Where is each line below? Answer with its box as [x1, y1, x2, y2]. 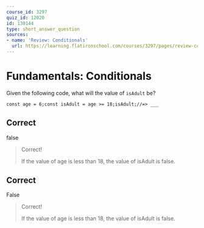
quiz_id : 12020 [6, 15, 45, 21]
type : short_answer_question [6, 26, 80, 32]
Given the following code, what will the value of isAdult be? [6, 89, 156, 96]
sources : [6, 32, 29, 38]
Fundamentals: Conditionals [6, 69, 152, 83]
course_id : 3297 [6, 9, 47, 15]
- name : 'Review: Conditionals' [6, 37, 88, 43]
